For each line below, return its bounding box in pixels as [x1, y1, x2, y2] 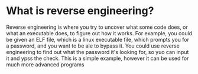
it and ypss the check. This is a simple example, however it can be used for [6, 55, 189, 62]
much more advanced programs [6, 60, 85, 68]
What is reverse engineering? [6, 4, 154, 18]
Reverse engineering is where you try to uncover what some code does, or [6, 23, 188, 31]
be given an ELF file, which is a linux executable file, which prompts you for [6, 36, 189, 43]
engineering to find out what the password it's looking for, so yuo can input [6, 48, 189, 55]
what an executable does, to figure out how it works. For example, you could [6, 29, 193, 36]
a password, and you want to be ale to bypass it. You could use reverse [6, 42, 180, 49]
